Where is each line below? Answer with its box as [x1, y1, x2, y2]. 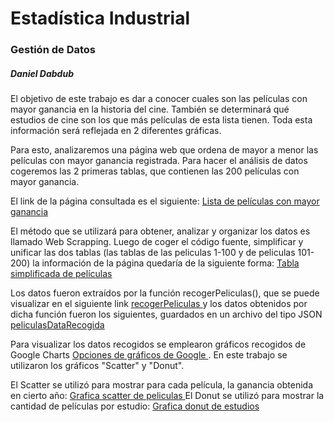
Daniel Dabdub [10, 67, 74, 79]
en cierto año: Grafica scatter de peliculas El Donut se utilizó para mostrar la [10, 390, 325, 402]
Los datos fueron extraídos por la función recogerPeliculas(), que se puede [10, 287, 320, 299]
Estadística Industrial [10, 7, 190, 30]
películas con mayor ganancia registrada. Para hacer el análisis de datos [10, 155, 308, 167]
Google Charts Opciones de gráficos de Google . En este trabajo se [10, 349, 288, 361]
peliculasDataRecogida [10, 319, 105, 331]
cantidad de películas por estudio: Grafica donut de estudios [10, 400, 260, 412]
